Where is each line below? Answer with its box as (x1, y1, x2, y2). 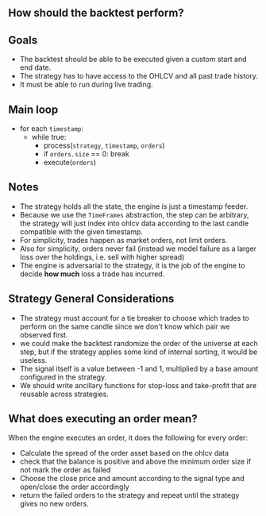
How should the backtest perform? (8, 6, 184, 20)
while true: (31, 133, 67, 142)
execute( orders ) (43, 158, 97, 168)
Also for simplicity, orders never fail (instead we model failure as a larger (19, 244, 256, 253)
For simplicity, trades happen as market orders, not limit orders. (19, 235, 228, 245)
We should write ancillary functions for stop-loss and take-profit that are (19, 380, 256, 390)
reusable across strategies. (19, 389, 109, 399)
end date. (19, 63, 52, 72)
